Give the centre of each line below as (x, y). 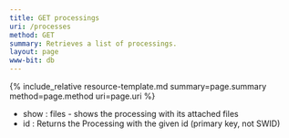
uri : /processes (40, 27)
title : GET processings (55, 18)
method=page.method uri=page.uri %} (83, 96)
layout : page (34, 52)
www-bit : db (32, 60)
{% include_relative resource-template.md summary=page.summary (138, 86)
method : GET (32, 35)
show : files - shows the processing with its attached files (130, 114)
